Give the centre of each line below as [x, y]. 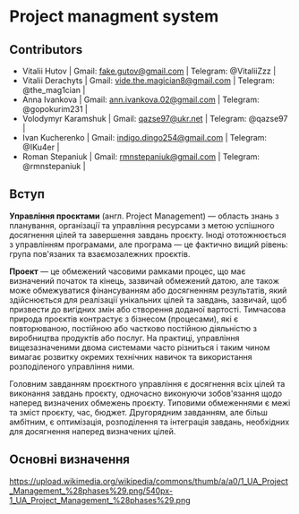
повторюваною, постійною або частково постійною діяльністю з [133, 328]
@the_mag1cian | [54, 90]
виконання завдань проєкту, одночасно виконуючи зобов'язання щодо [146, 393]
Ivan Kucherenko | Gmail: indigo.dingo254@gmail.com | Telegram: [144, 137]
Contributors [46, 50]
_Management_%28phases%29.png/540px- [91, 491]
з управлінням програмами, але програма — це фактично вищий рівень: [149, 244]
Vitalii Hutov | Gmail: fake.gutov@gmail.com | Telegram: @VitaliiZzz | [149, 71]
